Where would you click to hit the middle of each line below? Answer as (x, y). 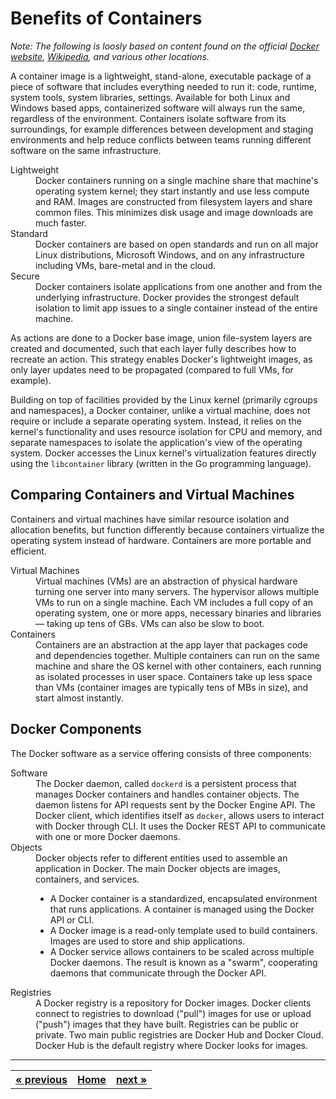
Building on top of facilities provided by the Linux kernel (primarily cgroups (164, 399)
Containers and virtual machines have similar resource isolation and (150, 519)
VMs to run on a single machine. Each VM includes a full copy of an (174, 602)
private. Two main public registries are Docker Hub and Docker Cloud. (179, 1034)
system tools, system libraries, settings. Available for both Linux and (150, 97)
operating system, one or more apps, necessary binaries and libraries (178, 613)
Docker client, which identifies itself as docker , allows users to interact (180, 815)
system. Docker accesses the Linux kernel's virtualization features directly (163, 453)
